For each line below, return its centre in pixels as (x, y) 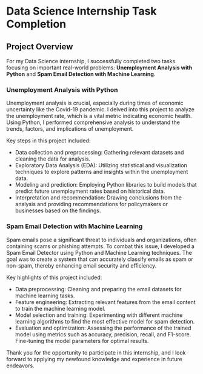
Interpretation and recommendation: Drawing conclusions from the (98, 198)
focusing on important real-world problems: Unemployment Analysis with (99, 68)
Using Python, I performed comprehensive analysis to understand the (93, 122)
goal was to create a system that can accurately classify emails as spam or (100, 259)
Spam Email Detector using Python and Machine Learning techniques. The (99, 252)
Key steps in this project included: (48, 140)
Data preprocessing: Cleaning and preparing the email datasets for (98, 289)
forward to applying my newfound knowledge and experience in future (95, 359)
